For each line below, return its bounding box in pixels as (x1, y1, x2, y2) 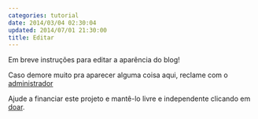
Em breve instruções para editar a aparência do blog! (8, 55, 181, 65)
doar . (8, 102, 25, 112)
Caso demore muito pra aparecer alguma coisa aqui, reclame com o (8, 70, 228, 80)
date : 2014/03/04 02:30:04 (8, 19, 97, 27)
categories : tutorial (8, 11, 79, 20)
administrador (8, 79, 53, 88)
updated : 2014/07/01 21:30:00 (8, 26, 108, 34)
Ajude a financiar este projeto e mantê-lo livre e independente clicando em (8, 94, 251, 103)
